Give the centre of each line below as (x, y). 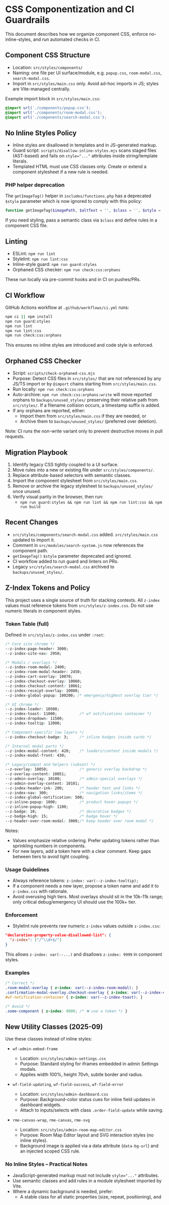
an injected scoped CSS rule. (50, 1151)
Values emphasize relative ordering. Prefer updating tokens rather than (86, 840)
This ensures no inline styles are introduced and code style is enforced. (79, 345)
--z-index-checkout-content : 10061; (44, 686)
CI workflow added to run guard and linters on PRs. (65, 561)
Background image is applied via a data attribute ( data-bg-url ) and (89, 1146)
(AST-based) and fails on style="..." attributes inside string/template (85, 156)
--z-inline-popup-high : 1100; (37, 807)
